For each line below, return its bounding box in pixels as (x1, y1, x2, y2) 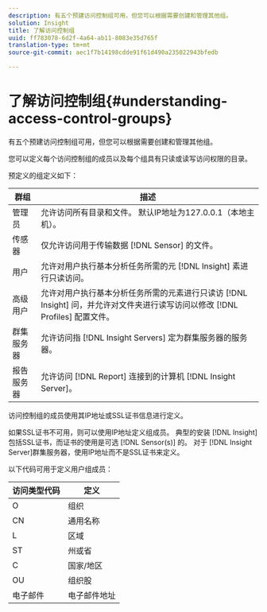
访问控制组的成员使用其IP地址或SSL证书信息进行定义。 (8, 410, 188, 420)
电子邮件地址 (68, 590, 117, 601)
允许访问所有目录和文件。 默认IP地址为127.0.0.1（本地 (41, 207, 247, 218)
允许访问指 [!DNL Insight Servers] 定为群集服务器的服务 (41, 331, 248, 343)
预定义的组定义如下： (8, 170, 78, 180)
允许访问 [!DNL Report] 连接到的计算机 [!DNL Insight (41, 370, 236, 382)
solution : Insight (8, 19, 69, 27)
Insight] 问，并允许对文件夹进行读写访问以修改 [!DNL (41, 299, 238, 310)
